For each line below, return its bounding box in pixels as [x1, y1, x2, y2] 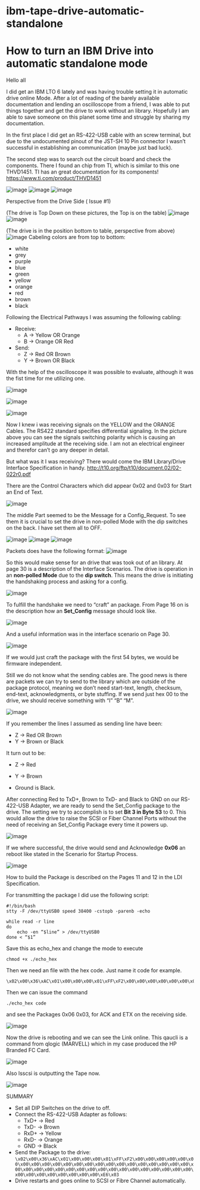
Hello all [6, 76, 26, 84]
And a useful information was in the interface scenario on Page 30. [6, 630, 170, 638]
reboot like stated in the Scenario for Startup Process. [6, 851, 138, 858]
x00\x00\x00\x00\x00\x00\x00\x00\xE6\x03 [14, 1172, 119, 1178]
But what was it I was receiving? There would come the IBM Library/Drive [6, 458, 186, 465]
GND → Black [23, 1142, 58, 1149]
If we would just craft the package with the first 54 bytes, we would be [6, 654, 179, 661]
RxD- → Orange [23, 1136, 62, 1143]
